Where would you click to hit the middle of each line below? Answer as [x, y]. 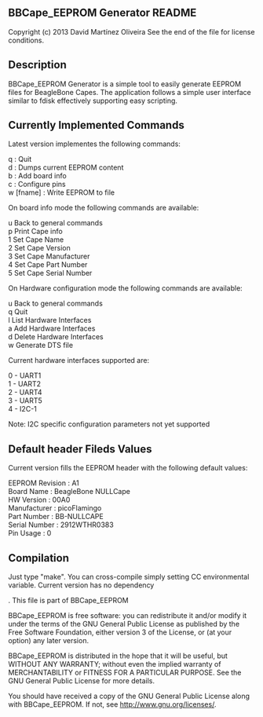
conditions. [26, 40]
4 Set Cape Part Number [48, 265]
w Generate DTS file [40, 346]
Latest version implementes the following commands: [94, 144]
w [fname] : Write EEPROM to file [62, 192]
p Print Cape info [35, 232]
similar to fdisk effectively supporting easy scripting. [93, 101]
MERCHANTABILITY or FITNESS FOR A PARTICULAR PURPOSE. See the [125, 673]
